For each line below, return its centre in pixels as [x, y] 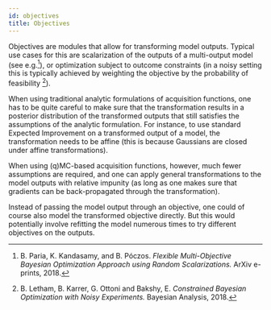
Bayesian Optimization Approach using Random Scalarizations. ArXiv [136, 264]
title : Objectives [39, 23]
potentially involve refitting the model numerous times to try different [122, 224]
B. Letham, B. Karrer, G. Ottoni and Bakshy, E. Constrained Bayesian [133, 288]
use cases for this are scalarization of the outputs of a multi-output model [131, 55]
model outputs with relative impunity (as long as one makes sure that [123, 183]
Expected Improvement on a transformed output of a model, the [114, 133]
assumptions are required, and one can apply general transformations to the [135, 174]
